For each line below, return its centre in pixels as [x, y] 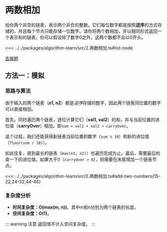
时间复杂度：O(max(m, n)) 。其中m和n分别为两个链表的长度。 [75, 207]
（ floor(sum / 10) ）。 [27, 143]
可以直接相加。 [20, 109]
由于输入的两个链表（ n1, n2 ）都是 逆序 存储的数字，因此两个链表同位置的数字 [83, 103]
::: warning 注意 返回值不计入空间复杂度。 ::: [50, 224]
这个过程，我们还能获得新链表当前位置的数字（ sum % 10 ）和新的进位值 [77, 136]
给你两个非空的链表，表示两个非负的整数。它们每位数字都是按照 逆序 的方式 [81, 25]
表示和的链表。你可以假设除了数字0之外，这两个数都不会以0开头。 [77, 37]
